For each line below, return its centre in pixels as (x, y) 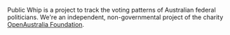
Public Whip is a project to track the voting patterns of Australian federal (111, 10)
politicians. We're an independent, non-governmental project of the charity (115, 17)
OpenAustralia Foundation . (46, 24)
